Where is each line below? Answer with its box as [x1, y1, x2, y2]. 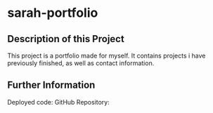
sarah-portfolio [7, 5, 98, 21]
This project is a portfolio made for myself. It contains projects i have [7, 51, 206, 60]
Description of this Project [7, 33, 124, 45]
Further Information [7, 79, 96, 91]
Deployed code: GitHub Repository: [7, 98, 110, 106]
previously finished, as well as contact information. [7, 59, 155, 67]
